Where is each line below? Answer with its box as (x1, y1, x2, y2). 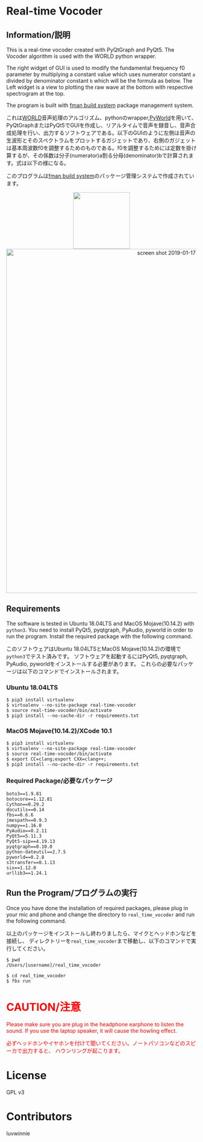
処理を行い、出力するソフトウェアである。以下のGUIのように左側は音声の (11, 129, 196, 136)
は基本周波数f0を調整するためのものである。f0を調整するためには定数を (6, 144, 186, 152)
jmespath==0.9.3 (6, 817, 47, 823)
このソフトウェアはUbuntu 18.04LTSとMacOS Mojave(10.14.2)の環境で (6, 645, 181, 652)
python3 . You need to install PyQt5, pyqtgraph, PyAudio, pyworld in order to (6, 626, 193, 634)
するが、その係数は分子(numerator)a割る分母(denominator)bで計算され (11, 152, 189, 159)
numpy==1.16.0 (6, 823, 42, 829)
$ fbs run (6, 978, 31, 984)
